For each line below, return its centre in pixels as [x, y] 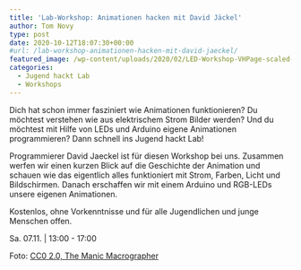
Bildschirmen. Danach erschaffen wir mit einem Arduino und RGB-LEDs [141, 184]
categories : [31, 68]
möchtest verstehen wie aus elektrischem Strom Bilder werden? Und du [142, 119]
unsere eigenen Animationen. [64, 194]
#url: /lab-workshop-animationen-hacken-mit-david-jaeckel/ [124, 51]
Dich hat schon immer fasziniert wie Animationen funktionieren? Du [133, 109]
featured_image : [39, 59]
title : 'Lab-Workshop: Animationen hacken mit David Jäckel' [126, 17]
